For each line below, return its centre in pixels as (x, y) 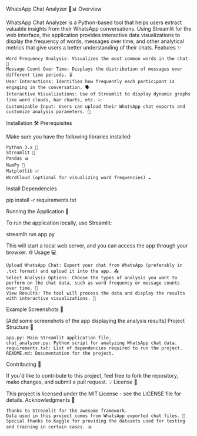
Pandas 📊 (18, 158)
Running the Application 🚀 (38, 211)
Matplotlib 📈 (23, 171)
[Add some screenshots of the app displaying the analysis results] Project (96, 321)
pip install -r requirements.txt (41, 200)
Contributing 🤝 (24, 364)
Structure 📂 (20, 327)
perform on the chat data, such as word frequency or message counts (93, 283)
